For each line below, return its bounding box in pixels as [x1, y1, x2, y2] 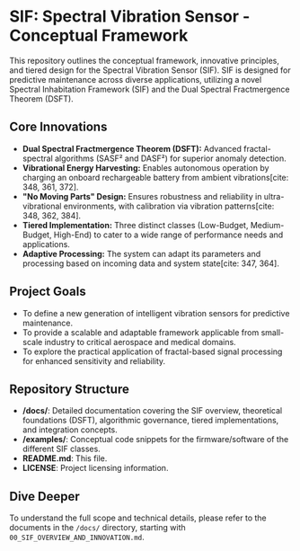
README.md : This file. [22, 453, 108, 464]
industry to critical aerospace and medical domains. [44, 336, 236, 347]
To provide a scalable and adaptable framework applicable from [22, 326, 260, 338]
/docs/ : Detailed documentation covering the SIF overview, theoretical [22, 405, 283, 416]
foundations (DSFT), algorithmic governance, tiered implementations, [22, 415, 279, 426]
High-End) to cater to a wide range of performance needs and [53, 229, 284, 240]
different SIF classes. [22, 443, 101, 455]
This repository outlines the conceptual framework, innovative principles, [9, 55, 280, 66]
